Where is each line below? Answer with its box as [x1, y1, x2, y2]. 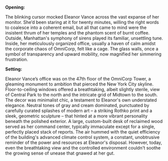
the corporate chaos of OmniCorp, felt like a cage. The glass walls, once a [5, 46, 159, 51]
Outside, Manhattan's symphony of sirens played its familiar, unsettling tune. [5, 35, 163, 41]
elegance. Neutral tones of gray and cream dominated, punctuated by [5, 102, 149, 108]
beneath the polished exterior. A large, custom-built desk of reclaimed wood [5, 118, 163, 124]
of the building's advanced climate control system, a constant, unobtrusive [5, 134, 159, 140]
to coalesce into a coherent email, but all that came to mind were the [5, 24, 147, 30]
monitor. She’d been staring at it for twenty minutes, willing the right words [5, 19, 159, 25]
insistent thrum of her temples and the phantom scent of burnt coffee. [5, 30, 150, 35]
